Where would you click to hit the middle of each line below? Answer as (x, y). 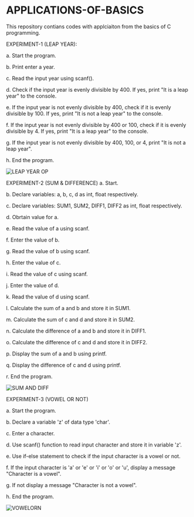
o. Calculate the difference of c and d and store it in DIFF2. (77, 342)
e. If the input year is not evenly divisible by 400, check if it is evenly (89, 107)
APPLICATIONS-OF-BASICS (75, 10)
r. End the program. (29, 376)
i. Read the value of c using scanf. (47, 274)
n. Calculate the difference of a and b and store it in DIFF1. (76, 331)
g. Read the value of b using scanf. (48, 251)
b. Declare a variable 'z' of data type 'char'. (58, 422)
